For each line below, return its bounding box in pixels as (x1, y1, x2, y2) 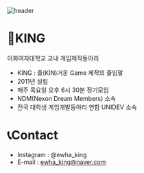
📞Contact (7, 128, 58, 143)
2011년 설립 (16, 77, 49, 85)
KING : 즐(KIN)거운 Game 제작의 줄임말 (16, 69, 123, 77)
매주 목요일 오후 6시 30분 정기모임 (16, 86, 110, 94)
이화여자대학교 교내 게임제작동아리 (7, 54, 99, 62)
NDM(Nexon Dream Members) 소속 (16, 94, 117, 102)
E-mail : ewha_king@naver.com (16, 158, 106, 166)
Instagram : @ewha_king (16, 150, 87, 159)
